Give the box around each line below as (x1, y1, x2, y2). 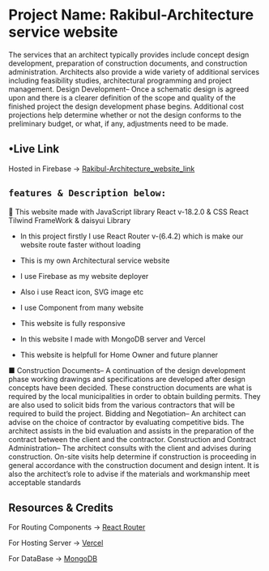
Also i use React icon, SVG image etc (19, 286, 144, 297)
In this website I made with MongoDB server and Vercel (19, 334, 206, 344)
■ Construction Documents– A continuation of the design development (8, 365, 246, 375)
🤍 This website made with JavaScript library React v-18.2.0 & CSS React (8, 207, 249, 217)
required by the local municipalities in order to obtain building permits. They (8, 391, 261, 401)
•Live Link (8, 142, 60, 156)
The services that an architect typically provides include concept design (8, 49, 250, 59)
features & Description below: (8, 187, 167, 200)
